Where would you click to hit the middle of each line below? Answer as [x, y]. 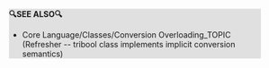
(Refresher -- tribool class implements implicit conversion [129, 44]
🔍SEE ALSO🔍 [36, 14]
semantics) [43, 54]
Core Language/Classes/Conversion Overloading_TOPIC [126, 35]
